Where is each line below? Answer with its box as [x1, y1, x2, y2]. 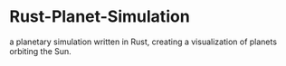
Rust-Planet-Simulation [9, 6, 190, 27]
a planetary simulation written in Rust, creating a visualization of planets [9, 36, 278, 47]
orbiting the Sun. [9, 45, 72, 56]
